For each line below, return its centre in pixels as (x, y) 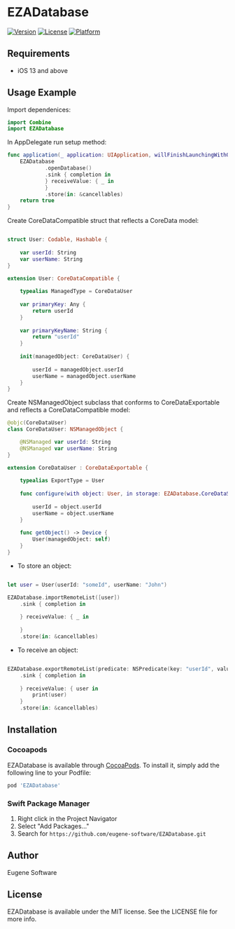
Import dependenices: (39, 109)
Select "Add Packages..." (53, 826)
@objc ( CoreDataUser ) (37, 423)
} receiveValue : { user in (59, 689)
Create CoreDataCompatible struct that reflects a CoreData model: (103, 221)
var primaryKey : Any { (53, 305)
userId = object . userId (67, 507)
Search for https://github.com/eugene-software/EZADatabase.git (112, 833)
